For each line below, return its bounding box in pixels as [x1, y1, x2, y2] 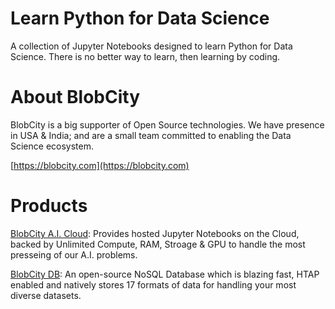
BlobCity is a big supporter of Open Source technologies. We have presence [10, 118, 325, 131]
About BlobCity [10, 86, 141, 109]
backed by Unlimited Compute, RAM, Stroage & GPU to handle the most [10, 238, 306, 250]
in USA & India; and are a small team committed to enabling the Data [10, 129, 292, 141]
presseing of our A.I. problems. [10, 248, 138, 261]
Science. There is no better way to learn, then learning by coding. [10, 50, 281, 62]
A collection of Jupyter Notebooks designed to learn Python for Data [10, 40, 293, 52]
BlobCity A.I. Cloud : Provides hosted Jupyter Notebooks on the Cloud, [10, 227, 300, 239]
